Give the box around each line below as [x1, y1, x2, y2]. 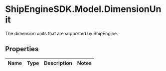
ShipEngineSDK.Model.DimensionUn [5, 3, 162, 15]
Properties [5, 45, 39, 53]
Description [44, 60, 72, 67]
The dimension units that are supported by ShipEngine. [5, 30, 118, 36]
